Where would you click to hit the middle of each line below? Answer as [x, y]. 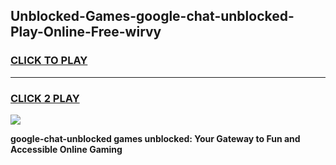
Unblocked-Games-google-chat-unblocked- [152, 16]
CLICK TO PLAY [49, 61]
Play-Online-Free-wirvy [86, 32]
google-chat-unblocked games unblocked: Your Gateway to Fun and [155, 138]
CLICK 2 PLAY [45, 98]
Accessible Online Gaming [66, 149]
